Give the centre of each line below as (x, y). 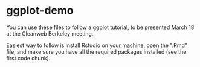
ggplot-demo (40, 11)
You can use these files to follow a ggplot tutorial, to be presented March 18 (100, 27)
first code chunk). (28, 58)
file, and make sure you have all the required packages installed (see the (96, 51)
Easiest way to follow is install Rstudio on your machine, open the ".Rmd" (97, 45)
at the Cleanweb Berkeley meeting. (50, 33)
